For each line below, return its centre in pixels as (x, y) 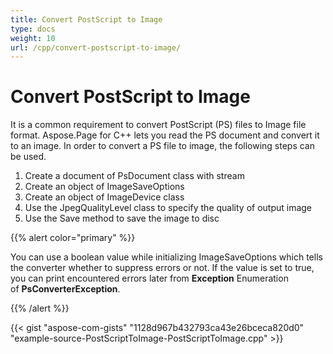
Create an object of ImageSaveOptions (104, 187)
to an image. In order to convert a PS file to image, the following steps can (163, 146)
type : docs (33, 29)
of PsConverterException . (65, 289)
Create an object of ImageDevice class (104, 197)
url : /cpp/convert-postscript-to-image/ (96, 47)
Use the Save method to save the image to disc (122, 218)
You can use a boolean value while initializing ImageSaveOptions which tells (166, 257)
